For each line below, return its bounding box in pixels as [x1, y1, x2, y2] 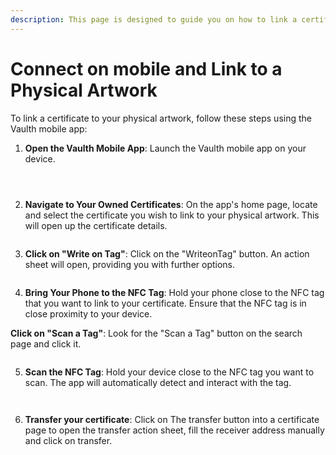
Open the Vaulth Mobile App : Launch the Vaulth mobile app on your [24, 142, 307, 154]
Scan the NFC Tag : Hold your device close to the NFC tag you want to [24, 366, 315, 378]
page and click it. [10, 337, 82, 350]
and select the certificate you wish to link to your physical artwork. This [24, 209, 320, 221]
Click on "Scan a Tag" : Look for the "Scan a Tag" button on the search [10, 327, 303, 339]
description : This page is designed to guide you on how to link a [10, 14, 298, 25]
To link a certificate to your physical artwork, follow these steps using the [10, 112, 312, 124]
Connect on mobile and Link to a [10, 57, 283, 80]
